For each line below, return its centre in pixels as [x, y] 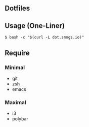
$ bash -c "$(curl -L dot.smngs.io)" [45, 38]
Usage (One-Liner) [35, 26]
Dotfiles [17, 8]
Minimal [15, 67]
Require [17, 53]
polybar [20, 119]
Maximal [15, 102]
